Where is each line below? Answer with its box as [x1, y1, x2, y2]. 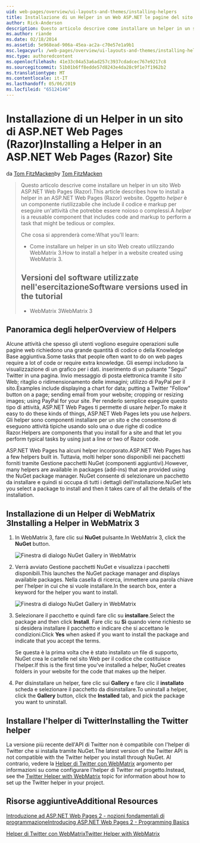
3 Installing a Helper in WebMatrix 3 [6, 518, 140, 528]
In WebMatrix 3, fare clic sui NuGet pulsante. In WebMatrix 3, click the [14, 534, 186, 541]
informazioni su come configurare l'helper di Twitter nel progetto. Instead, [6, 767, 186, 774]
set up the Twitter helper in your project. [6, 779, 105, 786]
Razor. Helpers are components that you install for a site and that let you [6, 429, 182, 436]
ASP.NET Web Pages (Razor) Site [6, 150, 173, 164]
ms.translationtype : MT [6, 70, 65, 76]
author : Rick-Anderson [6, 20, 62, 26]
